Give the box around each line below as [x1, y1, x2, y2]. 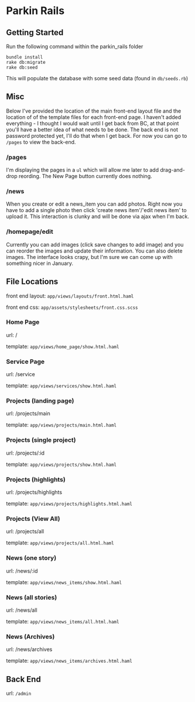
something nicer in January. [6, 260, 73, 267]
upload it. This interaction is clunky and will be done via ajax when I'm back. [6, 213, 189, 220]
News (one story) [6, 554, 57, 562]
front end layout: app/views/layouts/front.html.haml [6, 292, 134, 299]
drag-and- [160, 166, 186, 173]
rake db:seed [6, 64, 38, 70]
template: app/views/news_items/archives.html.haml [6, 657, 133, 664]
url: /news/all [6, 606, 37, 614]
